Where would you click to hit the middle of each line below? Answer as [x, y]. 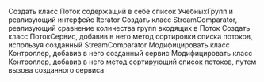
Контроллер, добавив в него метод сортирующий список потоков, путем [132, 61]
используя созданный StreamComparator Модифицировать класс [119, 45]
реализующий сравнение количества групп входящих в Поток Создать [129, 28]
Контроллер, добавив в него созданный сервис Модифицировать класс [130, 53]
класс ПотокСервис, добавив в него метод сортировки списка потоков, [130, 36]
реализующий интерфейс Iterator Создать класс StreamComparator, [123, 20]
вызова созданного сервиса [56, 70]
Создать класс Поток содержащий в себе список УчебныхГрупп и [121, 11]
